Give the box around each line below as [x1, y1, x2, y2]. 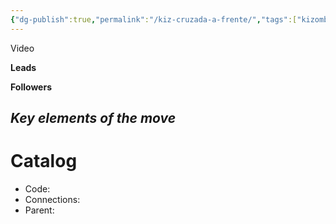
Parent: [24, 204, 55, 216]
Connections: [24, 193, 81, 205]
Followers [10, 81, 52, 93]
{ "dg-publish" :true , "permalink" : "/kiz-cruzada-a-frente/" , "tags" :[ [10, 14, 298, 25]
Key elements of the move [10, 110, 177, 127]
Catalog [10, 150, 78, 173]
